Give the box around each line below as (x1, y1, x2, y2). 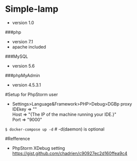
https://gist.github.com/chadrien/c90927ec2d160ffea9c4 (12, 150, 128, 156)
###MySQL (5, 53, 28, 59)
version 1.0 (12, 20, 34, 26)
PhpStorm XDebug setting (12, 145, 65, 151)
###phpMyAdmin (5, 72, 40, 78)
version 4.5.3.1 (12, 82, 42, 88)
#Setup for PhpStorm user (5, 91, 58, 97)
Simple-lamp (5, 3, 59, 15)
